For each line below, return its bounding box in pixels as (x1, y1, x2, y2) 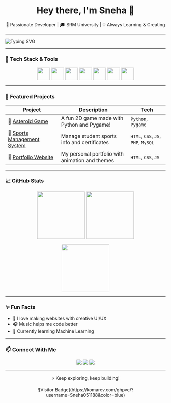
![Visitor (37, 387, 54, 393)
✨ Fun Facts (5, 303, 36, 311)
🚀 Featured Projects (5, 93, 55, 100)
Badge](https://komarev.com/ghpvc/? (55, 387, 134, 393)
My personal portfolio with (61, 150, 124, 157)
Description (78, 106, 108, 113)
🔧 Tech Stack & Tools (5, 55, 59, 63)
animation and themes (61, 157, 115, 164)
